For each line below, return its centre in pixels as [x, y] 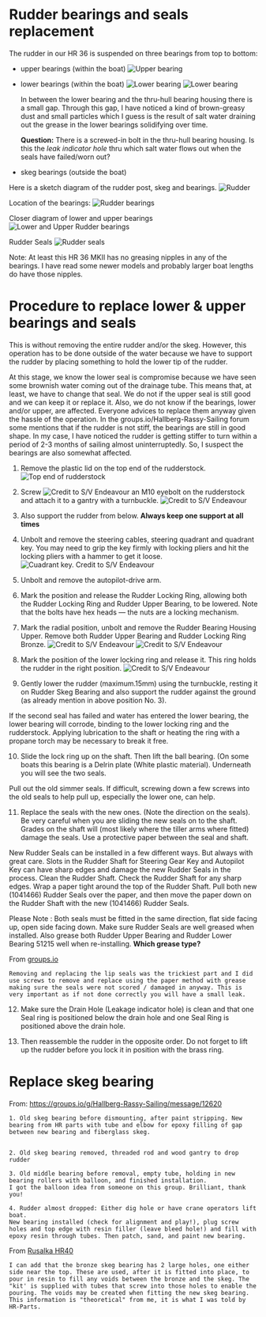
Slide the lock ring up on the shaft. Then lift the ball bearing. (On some [135, 756]
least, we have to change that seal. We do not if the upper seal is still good [130, 394]
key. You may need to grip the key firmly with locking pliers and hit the [135, 547]
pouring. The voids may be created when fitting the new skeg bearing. [129, 1292]
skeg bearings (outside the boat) [73, 172]
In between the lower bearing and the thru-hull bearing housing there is [137, 99]
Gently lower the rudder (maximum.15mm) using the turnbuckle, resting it [139, 683]
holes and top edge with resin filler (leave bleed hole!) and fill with [133, 1229]
